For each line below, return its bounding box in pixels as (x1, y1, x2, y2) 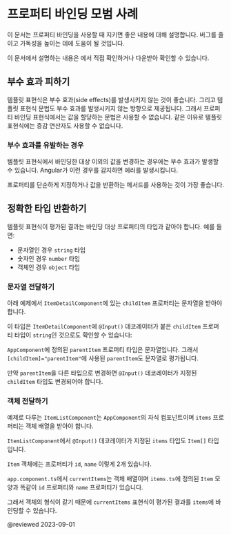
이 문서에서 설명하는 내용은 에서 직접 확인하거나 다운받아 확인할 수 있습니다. (7, 53, 210, 62)
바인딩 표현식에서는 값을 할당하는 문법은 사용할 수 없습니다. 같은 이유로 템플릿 (14, 113, 223, 121)
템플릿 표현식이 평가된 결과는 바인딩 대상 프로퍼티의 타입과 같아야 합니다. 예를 (7, 222, 215, 231)
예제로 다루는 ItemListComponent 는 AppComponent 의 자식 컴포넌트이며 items (7, 414, 212, 422)
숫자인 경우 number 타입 (17, 254, 81, 262)
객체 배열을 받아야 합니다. (25, 422, 94, 430)
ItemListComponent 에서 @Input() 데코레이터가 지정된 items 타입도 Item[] (7, 436, 207, 445)
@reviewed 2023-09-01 (7, 521, 75, 529)
